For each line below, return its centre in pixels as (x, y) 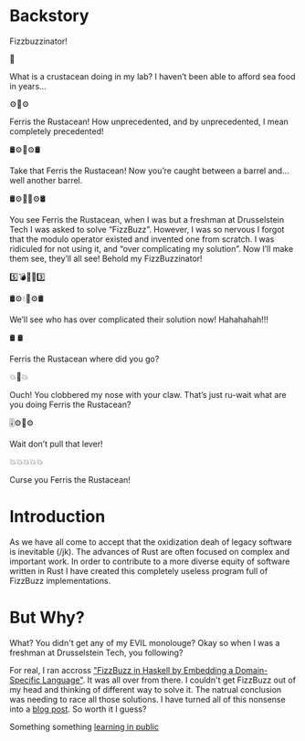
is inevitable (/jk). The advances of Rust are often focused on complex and (150, 551)
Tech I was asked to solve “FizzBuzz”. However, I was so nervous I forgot (147, 229)
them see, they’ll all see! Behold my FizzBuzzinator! (106, 258)
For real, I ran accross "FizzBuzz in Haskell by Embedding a (121, 670)
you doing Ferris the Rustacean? (70, 404)
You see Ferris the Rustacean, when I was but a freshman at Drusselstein (147, 219)
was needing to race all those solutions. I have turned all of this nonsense (147, 699)
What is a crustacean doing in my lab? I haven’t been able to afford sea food (152, 76)
